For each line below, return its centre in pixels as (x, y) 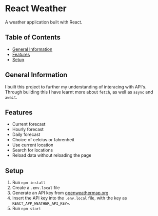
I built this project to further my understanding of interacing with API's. (76, 86)
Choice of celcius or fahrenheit (43, 140)
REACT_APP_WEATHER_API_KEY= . (41, 203)
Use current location (33, 145)
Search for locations (32, 150)
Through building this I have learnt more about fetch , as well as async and (79, 92)
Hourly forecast (28, 130)
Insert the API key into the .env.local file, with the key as (69, 198)
